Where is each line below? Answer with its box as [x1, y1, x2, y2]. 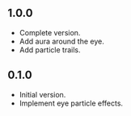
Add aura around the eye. [19, 36, 104, 46]
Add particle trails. [19, 44, 81, 55]
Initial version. [19, 89, 66, 99]
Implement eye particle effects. [19, 98, 123, 108]
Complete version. [19, 27, 81, 37]
